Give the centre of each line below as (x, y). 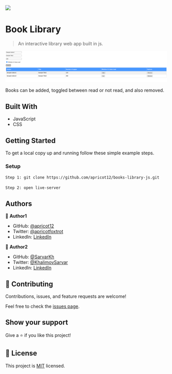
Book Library (33, 30)
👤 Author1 (16, 216)
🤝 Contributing (29, 284)
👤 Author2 (17, 247)
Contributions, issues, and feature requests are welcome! (66, 296)
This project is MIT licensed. (35, 366)
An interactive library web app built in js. (61, 43)
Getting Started (31, 141)
